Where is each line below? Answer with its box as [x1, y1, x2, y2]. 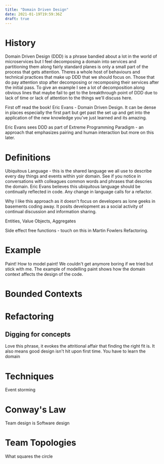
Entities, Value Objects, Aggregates [5, 218, 76, 224]
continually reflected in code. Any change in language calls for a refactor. [5, 189, 153, 195]
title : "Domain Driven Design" [5, 7, 69, 12]
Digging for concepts [5, 330, 71, 338]
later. [5, 135, 16, 141]
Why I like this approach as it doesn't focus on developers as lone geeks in [5, 199, 156, 204]
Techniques [5, 371, 54, 382]
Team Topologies [5, 437, 77, 448]
